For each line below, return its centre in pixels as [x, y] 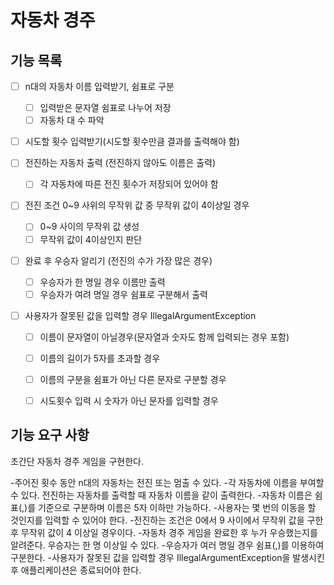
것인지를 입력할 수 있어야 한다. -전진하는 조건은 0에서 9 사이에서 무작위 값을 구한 [167, 520]
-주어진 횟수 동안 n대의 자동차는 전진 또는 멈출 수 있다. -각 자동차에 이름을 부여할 [167, 482]
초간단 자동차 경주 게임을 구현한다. [77, 461]
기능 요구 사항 [50, 435]
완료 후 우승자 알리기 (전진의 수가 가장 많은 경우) [118, 260]
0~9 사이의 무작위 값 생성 [89, 227]
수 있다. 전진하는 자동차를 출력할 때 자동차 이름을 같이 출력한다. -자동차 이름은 [161, 495]
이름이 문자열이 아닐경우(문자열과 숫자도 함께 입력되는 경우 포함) [164, 337]
